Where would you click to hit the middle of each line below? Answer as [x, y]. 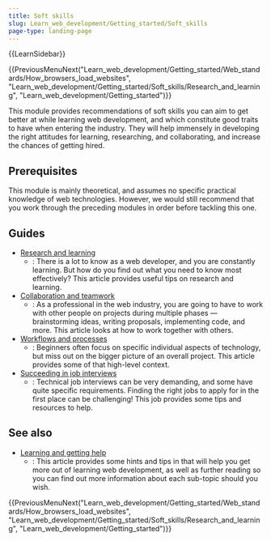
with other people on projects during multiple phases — [125, 313]
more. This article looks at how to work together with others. [133, 330]
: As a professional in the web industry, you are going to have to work [148, 304]
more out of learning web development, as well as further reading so [146, 470]
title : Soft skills [41, 16]
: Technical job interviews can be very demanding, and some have [142, 382]
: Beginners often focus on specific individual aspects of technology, [146, 347]
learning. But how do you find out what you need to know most [137, 270]
